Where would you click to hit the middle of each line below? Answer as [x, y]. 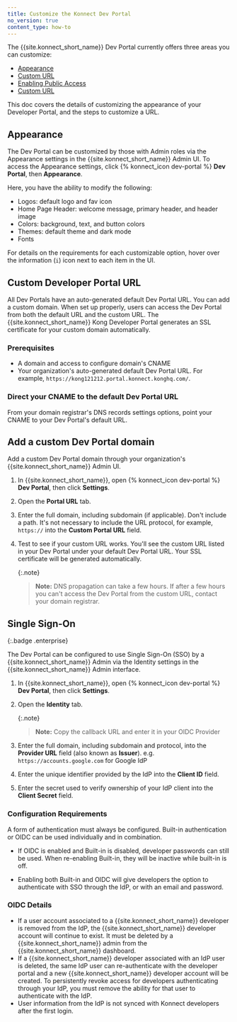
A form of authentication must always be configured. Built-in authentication [117, 829]
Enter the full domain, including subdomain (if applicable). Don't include [122, 515]
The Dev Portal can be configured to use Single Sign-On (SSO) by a [106, 655]
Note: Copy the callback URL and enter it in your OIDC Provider [128, 732]
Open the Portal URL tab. [54, 501]
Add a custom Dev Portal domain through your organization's [97, 459]
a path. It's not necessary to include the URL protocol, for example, [115, 523]
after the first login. [45, 1011]
